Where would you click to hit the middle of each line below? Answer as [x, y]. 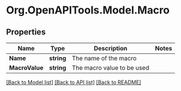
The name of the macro [104, 58]
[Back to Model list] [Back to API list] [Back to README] [74, 82]
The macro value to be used [110, 68]
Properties [26, 32]
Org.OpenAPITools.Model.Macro [88, 10]
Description [111, 48]
